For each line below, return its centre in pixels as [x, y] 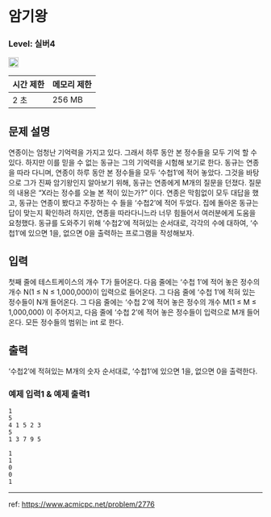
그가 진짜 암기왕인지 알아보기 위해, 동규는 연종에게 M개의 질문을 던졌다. [135, 183]
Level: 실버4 [32, 44]
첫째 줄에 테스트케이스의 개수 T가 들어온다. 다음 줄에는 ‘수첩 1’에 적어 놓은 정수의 [134, 282]
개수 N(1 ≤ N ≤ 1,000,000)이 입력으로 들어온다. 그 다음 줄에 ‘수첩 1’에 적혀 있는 [132, 292]
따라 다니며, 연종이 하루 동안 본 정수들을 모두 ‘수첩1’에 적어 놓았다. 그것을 [130, 173]
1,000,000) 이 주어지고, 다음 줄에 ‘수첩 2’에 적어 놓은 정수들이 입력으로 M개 [127, 312]
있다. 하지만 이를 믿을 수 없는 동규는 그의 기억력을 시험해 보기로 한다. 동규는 [126, 163]
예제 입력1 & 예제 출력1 [49, 394]
